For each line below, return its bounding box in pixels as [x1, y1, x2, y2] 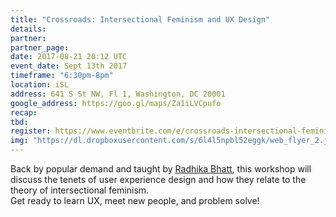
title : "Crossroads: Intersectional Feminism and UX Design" [10, 14, 271, 25]
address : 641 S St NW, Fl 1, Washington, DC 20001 [10, 89, 226, 99]
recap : [10, 107, 38, 118]
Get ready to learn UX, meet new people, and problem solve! [10, 195, 260, 206]
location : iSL [10, 80, 70, 90]
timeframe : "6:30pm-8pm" [10, 71, 114, 81]
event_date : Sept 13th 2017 [10, 61, 128, 71]
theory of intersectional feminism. [10, 184, 150, 196]
